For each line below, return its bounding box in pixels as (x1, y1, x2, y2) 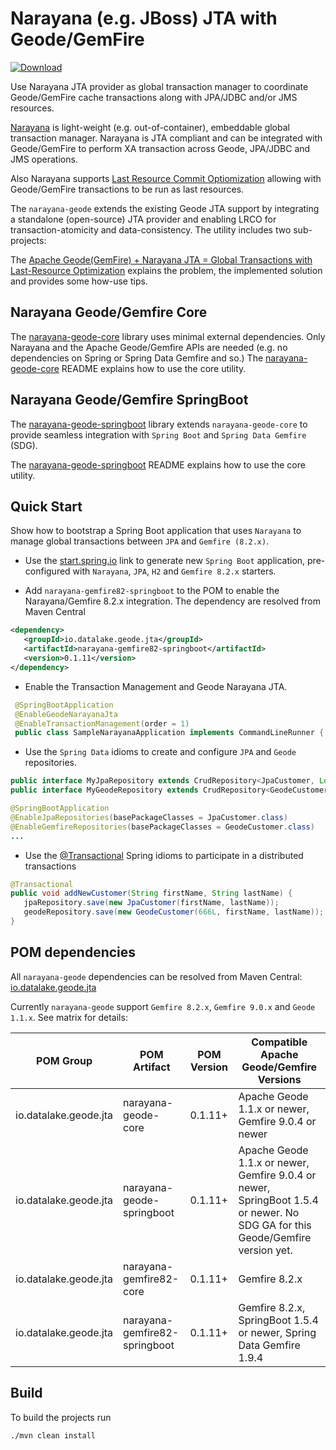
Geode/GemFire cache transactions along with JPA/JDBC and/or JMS (10, 91, 298, 103)
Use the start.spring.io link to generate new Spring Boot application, (24, 555, 306, 567)
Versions (257, 1072, 302, 1086)
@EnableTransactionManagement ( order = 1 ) (14, 718, 190, 729)
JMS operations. (10, 153, 78, 165)
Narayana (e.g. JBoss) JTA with (10, 7, 278, 30)
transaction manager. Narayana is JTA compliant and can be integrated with (10, 132, 323, 144)
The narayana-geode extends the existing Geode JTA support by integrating (10, 202, 320, 214)
